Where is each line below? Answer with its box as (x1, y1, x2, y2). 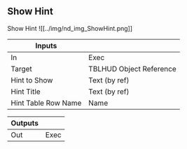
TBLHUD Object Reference (88, 64, 176, 73)
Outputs (11, 118, 39, 128)
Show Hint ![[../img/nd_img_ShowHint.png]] (7, 24, 133, 32)
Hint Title (11, 87, 41, 97)
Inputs (35, 41, 57, 50)
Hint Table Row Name (11, 98, 82, 108)
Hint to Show (11, 75, 53, 85)
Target (11, 64, 33, 73)
